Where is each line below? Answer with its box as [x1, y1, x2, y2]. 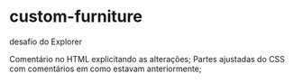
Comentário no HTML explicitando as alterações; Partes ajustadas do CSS [9, 53, 286, 64]
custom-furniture [9, 6, 142, 27]
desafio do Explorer [9, 36, 83, 47]
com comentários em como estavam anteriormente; [9, 63, 202, 74]
